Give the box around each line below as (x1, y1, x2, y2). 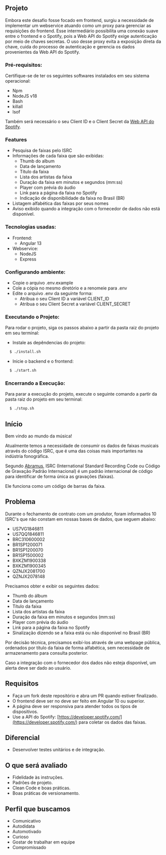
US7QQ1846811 (12, 531, 44, 537)
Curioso (12, 834, 29, 840)
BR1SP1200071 (12, 542, 43, 548)
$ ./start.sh (9, 368, 37, 373)
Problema (5, 498, 36, 506)
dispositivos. (12, 709, 39, 714)
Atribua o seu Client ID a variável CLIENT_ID (19, 296, 110, 301)
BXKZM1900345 (12, 563, 46, 569)
